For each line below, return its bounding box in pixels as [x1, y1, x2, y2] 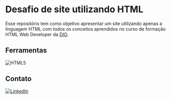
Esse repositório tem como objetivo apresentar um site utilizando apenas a [5, 20, 162, 27]
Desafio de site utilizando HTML [5, 4, 144, 15]
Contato [5, 75, 32, 83]
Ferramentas [5, 46, 47, 55]
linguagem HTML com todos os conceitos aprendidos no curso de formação [5, 26, 166, 32]
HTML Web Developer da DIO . [5, 31, 69, 37]
